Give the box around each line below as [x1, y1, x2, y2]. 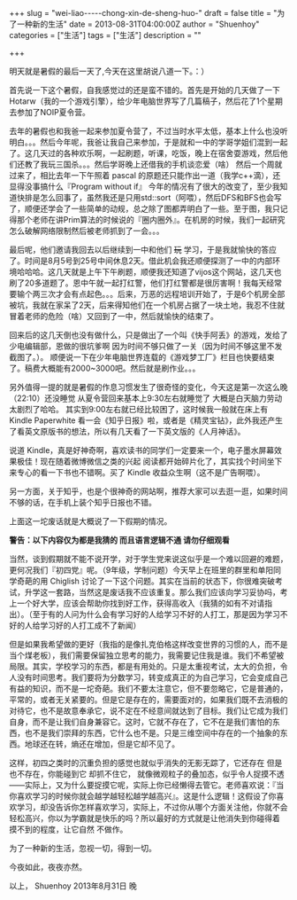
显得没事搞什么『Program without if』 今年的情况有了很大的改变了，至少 [9, 181, 272, 192]
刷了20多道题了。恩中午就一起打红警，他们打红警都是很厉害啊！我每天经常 [9, 278, 283, 288]
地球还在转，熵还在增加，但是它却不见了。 [24, 739, 179, 749]
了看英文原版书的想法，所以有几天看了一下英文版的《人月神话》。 [9, 427, 246, 436]
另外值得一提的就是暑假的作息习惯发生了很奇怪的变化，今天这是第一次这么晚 [9, 382, 288, 392]
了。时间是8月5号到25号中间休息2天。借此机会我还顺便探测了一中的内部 [9, 255, 273, 266]
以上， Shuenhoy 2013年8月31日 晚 [9, 880, 137, 891]
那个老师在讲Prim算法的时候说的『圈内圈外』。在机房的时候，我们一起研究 [16, 215, 286, 224]
